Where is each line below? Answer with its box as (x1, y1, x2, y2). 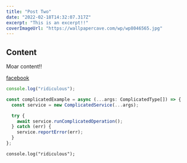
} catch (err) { (11, 124, 51, 130)
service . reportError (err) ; (17, 129, 83, 135)
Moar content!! (6, 63, 43, 70)
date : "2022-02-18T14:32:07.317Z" (6, 14, 92, 20)
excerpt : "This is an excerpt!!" (6, 20, 89, 25)
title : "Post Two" (6, 8, 51, 15)
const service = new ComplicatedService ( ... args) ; (11, 102, 139, 108)
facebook (6, 75, 30, 82)
